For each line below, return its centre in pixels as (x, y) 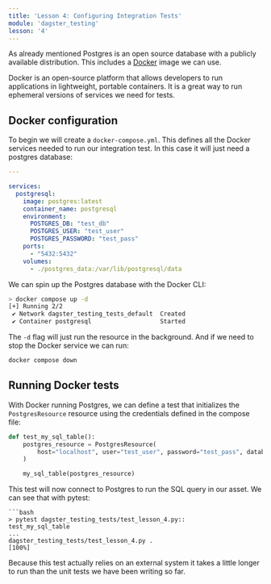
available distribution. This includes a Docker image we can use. (115, 62)
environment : (45, 216)
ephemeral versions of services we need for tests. (92, 95)
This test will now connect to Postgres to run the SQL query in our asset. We (135, 490)
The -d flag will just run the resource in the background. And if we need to (131, 337)
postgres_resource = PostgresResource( (90, 444)
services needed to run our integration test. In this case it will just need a (129, 148)
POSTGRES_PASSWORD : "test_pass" (84, 239)
